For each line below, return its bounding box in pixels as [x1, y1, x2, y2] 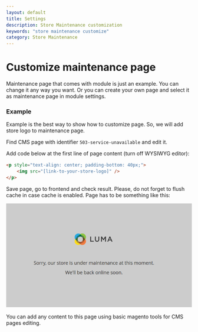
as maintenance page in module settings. [6, 93, 106, 100]
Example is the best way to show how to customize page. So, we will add [6, 121, 184, 128]
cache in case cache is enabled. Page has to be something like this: [6, 191, 171, 198]
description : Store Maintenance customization [6, 22, 123, 28]
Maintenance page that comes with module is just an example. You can [6, 80, 179, 87]
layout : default [6, 9, 46, 15]
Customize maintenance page [6, 61, 156, 74]
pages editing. [6, 319, 41, 326]
